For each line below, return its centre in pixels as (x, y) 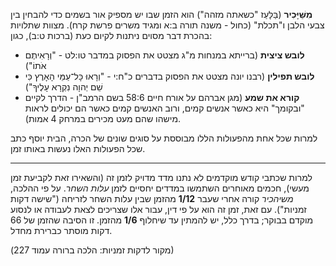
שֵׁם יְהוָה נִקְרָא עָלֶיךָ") (63, 87)
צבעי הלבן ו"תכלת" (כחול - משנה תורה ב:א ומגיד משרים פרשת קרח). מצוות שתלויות (167, 25)
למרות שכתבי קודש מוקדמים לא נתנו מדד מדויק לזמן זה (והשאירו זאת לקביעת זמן (161, 177)
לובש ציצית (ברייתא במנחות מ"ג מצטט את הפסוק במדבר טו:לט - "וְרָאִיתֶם (164, 55)
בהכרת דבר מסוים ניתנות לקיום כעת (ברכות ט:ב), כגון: (111, 35)
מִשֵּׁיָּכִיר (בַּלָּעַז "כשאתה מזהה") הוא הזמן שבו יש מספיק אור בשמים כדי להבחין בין (161, 14)
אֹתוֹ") (35, 65)
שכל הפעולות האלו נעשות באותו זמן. (78, 148)
